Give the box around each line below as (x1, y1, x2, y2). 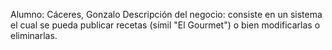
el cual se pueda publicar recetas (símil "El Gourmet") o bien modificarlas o (10, 19, 321, 31)
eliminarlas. (10, 30, 58, 41)
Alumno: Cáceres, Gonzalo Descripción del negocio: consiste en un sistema (10, 9, 323, 20)
